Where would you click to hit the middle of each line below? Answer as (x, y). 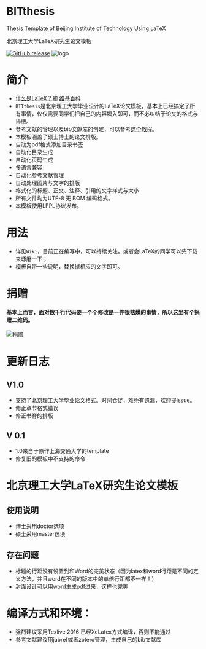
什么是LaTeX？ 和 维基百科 (48, 98)
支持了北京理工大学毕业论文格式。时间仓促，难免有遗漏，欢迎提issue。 (105, 400)
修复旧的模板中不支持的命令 (50, 458)
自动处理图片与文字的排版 (48, 183)
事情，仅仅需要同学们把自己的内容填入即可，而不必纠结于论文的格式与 (109, 113)
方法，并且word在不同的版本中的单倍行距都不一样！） (89, 578)
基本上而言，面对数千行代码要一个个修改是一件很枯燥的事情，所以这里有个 (100, 312)
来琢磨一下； (31, 259)
